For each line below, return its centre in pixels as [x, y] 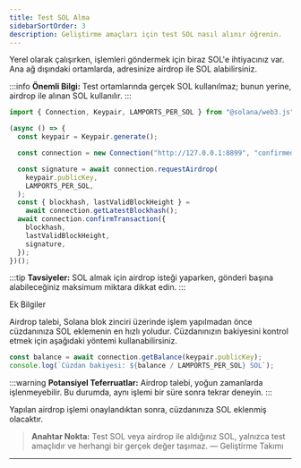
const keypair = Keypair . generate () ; [88, 137]
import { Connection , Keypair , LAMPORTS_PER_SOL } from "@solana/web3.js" [152, 113]
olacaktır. [26, 419]
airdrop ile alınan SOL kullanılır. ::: [70, 96]
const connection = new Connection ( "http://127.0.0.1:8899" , [134, 153]
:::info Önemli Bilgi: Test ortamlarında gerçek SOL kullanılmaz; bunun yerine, [150, 87]
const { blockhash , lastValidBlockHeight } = [104, 202]
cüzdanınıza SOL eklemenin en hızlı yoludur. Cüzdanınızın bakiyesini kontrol [149, 331]
